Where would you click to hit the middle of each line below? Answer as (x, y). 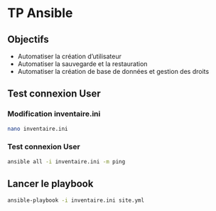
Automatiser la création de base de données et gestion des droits (113, 71)
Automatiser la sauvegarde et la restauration (82, 64)
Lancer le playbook (50, 184)
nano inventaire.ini (38, 129)
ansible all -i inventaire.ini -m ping (66, 161)
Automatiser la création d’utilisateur (70, 56)
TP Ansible (40, 13)
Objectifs (28, 39)
